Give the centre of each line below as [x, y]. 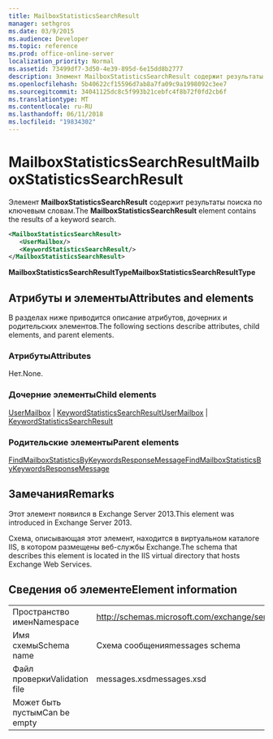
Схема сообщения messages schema [169, 645]
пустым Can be [41, 712]
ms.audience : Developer [49, 39]
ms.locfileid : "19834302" [52, 122]
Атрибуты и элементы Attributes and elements [131, 298]
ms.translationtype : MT [49, 99]
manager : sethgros [39, 24]
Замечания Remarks [62, 494]
